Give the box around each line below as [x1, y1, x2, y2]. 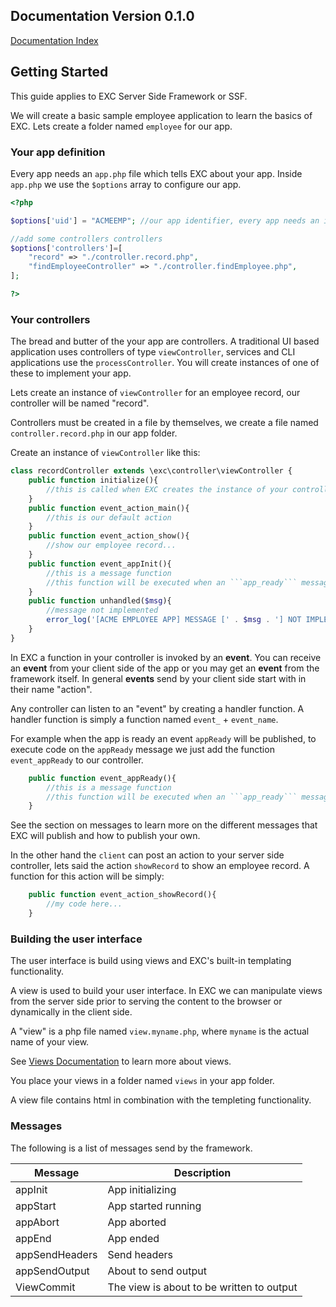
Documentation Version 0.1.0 [10, 8, 195, 25]
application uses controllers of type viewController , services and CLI [10, 346, 296, 358]
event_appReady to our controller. [10, 754, 144, 766]
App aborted [107, 1215, 167, 1229]
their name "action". [10, 683, 93, 695]
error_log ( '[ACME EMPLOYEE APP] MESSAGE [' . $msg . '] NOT [46, 615, 302, 625]
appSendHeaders [15, 1247, 98, 1261]
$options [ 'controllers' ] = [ [10, 243, 123, 253]
